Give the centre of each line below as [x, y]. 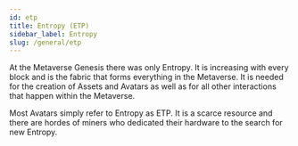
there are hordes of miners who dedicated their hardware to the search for [146, 123]
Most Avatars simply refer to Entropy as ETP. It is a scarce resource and [141, 113]
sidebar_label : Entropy [54, 34]
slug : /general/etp [46, 42]
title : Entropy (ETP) [50, 26]
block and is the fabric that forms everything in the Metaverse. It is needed [146, 77]
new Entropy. [33, 132]
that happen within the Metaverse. [72, 96]
